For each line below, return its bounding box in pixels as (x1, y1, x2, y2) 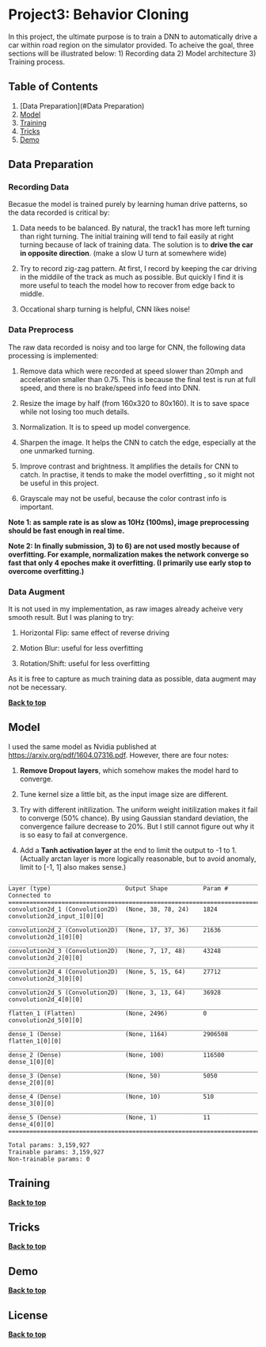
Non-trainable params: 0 (8, 1155, 90, 1163)
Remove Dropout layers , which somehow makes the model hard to (19, 765, 239, 775)
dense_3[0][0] (8, 1100, 55, 1108)
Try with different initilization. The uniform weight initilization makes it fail (19, 805, 258, 814)
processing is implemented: (8, 350, 99, 360)
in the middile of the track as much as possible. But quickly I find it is (19, 272, 244, 282)
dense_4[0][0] (8, 1120, 55, 1128)
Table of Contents (8, 80, 99, 94)
